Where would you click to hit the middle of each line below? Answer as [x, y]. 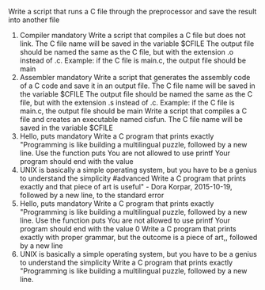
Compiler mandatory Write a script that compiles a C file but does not [132, 35]
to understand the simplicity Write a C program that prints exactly [126, 262]
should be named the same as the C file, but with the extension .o [127, 52]
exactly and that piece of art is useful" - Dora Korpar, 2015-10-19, [126, 187]
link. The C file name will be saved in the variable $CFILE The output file [137, 44]
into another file [34, 20]
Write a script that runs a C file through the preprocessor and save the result [132, 11]
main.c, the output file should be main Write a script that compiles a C [133, 111]
